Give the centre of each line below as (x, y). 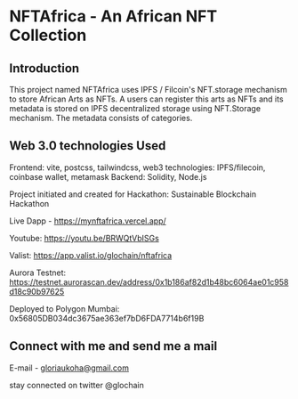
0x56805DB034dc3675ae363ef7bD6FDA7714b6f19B (107, 318)
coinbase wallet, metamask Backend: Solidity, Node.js (108, 176)
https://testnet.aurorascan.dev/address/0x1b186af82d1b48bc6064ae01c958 (149, 281)
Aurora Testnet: (38, 273)
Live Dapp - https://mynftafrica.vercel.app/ (88, 221)
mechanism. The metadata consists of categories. (101, 118)
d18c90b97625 (37, 291)
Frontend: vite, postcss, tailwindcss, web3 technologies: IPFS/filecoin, (137, 167)
